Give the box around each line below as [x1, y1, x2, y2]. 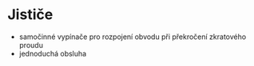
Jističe [7, 6, 54, 24]
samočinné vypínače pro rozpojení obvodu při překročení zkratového [18, 32, 247, 41]
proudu [18, 40, 43, 49]
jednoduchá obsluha [18, 49, 87, 58]
